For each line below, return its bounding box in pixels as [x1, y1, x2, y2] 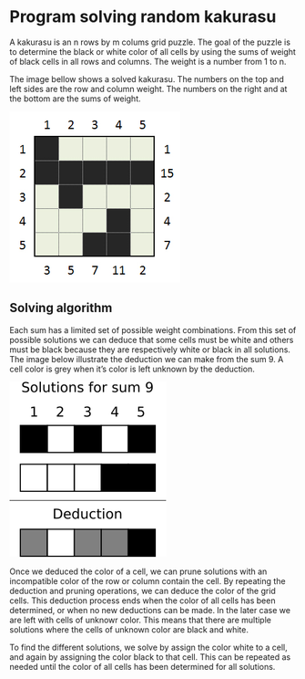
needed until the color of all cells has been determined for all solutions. [9, 661, 276, 672]
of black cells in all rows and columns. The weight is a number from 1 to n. [9, 56, 287, 67]
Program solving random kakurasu [9, 6, 277, 27]
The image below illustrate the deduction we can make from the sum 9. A [9, 353, 284, 364]
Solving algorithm [9, 300, 113, 316]
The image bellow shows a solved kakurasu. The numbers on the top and [9, 73, 285, 84]
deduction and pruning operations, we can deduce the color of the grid [9, 585, 276, 596]
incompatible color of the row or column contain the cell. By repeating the [9, 575, 286, 586]
